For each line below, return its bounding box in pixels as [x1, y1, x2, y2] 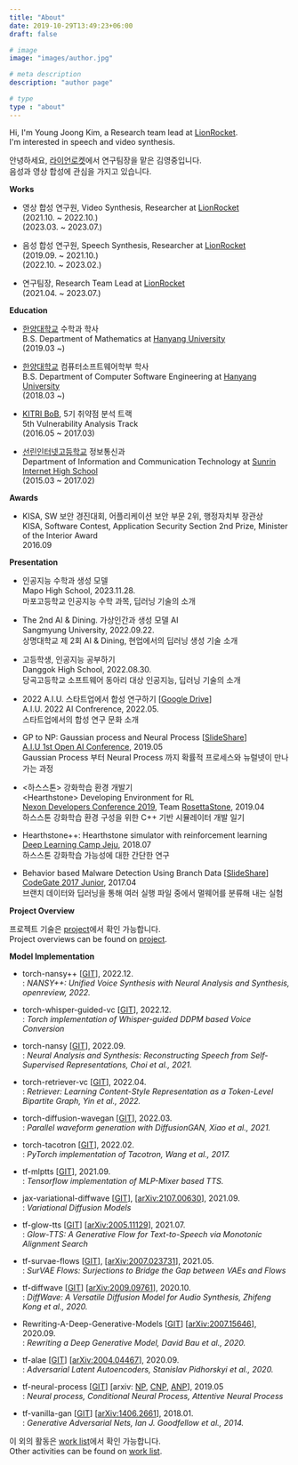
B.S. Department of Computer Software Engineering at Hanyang [21, 371, 257, 382]
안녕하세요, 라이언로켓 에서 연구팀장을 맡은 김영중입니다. [9, 155, 202, 165]
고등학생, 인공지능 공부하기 [21, 654, 116, 664]
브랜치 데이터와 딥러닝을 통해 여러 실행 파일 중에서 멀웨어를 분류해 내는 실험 [21, 887, 284, 898]
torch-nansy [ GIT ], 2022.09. [21, 1040, 126, 1050]
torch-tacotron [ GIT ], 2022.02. [21, 1139, 135, 1150]
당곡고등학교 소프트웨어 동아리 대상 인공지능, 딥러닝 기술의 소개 [21, 674, 242, 685]
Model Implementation [9, 951, 95, 962]
